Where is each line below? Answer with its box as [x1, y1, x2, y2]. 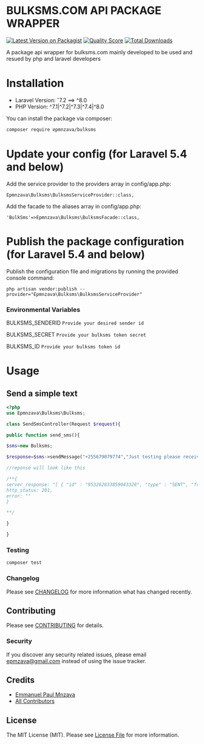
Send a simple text [6, 388, 78, 399]
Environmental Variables [6, 305, 81, 314]
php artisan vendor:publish [6, 286, 78, 292]
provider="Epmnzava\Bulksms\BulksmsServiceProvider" [6, 291, 143, 297]
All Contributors [15, 698, 55, 705]
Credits [6, 675, 35, 686]
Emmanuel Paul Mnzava [15, 691, 76, 698]
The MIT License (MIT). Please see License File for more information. [6, 731, 179, 739]
